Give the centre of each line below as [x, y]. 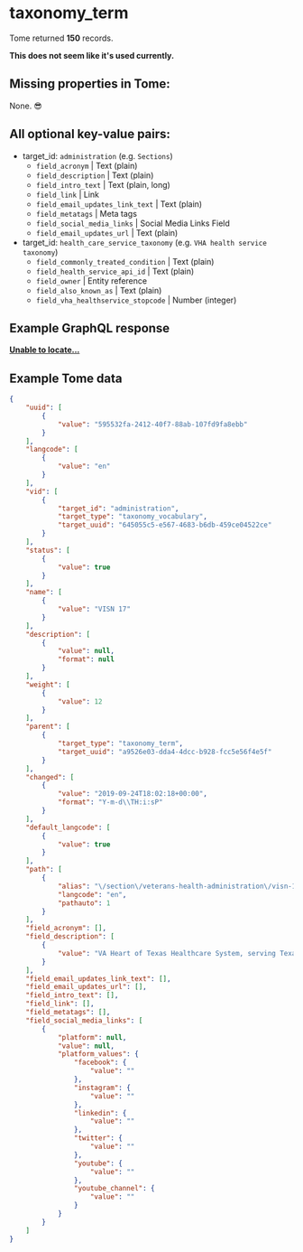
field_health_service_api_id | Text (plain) [115, 271]
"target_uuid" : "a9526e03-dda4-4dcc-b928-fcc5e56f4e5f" [165, 752]
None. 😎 [26, 106]
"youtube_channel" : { [114, 1189]
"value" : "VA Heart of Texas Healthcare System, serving [167, 953]
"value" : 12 [80, 701]
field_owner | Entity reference [91, 280]
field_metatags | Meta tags [87, 213]
